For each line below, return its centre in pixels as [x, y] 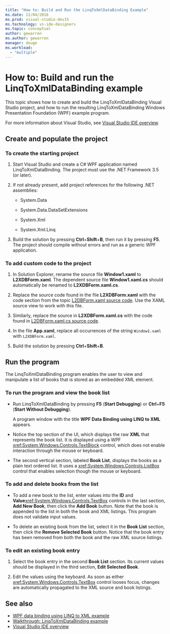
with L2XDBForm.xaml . [34, 336]
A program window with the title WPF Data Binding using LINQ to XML [87, 419]
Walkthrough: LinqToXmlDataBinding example [60, 621]
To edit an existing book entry [43, 550]
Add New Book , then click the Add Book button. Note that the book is [85, 506]
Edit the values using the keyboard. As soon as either [68, 577]
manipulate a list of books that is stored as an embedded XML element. [80, 380]
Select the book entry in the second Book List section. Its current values [88, 561]
